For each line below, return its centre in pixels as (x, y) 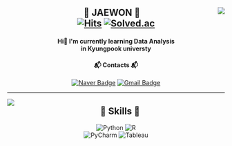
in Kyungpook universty (116, 48)
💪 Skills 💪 (120, 111)
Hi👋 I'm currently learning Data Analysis (116, 41)
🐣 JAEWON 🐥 (112, 13)
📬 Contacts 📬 (116, 65)
